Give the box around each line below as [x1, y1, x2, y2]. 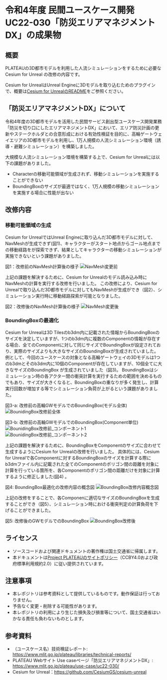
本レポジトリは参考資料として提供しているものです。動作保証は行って [12, 591, 156, 597]
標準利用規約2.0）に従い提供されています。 [16, 560, 106, 567]
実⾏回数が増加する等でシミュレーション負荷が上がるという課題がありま [5, 385, 154, 391]
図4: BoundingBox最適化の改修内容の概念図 [5, 484, 95, 490]
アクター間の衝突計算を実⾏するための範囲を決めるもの [48, 373, 162, 379]
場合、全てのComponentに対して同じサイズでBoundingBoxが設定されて [9, 341, 157, 347]
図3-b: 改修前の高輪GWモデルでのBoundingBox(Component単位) [5, 419, 139, 425]
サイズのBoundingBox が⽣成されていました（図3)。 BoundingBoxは [13, 366, 154, 372]
